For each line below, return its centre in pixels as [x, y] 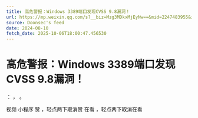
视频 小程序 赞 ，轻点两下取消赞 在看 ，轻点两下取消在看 [74, 109]
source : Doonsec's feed [35, 22]
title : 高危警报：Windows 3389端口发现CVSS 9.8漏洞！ [68, 12]
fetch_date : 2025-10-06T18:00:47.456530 [57, 34]
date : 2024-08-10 [27, 28]
